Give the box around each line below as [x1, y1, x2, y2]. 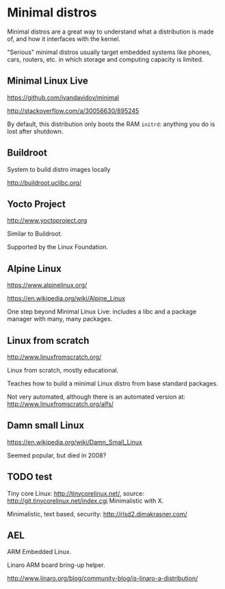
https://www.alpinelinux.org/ [7, 281, 88, 289]
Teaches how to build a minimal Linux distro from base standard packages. [7, 379, 219, 388]
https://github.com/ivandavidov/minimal [7, 93, 120, 101]
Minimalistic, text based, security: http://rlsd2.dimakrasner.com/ [7, 510, 188, 518]
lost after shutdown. [7, 127, 64, 135]
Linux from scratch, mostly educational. [7, 366, 119, 374]
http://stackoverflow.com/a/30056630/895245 [7, 106, 140, 114]
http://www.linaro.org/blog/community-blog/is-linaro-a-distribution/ [7, 574, 198, 583]
